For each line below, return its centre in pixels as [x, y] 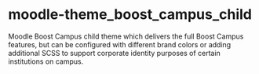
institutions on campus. [46, 61]
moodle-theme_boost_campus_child [130, 15]
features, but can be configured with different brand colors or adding [120, 44]
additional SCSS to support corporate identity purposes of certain [115, 53]
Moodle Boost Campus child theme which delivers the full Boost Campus [126, 36]
